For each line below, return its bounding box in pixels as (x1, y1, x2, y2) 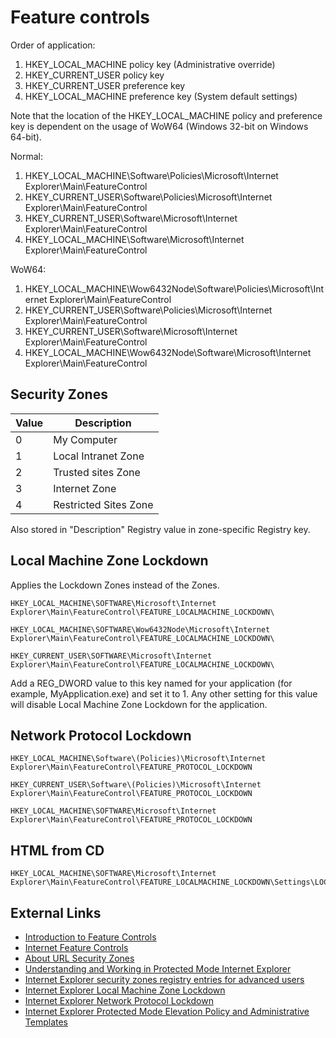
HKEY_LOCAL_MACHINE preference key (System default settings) (24, 90, 298, 102)
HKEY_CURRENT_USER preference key (24, 79, 186, 91)
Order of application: (10, 39, 96, 51)
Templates (24, 1016, 68, 1028)
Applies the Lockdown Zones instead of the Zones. (10, 579, 220, 591)
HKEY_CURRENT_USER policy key (24, 69, 165, 81)
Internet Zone (53, 481, 117, 495)
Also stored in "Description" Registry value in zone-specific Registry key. (10, 523, 311, 535)
